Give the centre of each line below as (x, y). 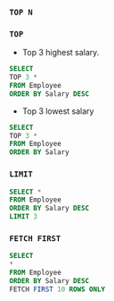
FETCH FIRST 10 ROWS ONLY (57, 289)
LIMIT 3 (24, 217)
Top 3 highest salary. (61, 53)
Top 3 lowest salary (58, 111)
